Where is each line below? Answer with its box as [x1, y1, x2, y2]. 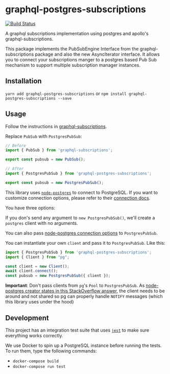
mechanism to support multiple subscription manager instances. [5, 62, 141, 68]
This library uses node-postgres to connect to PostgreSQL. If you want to [5, 189, 158, 195]
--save [58, 96, 72, 101]
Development [5, 313, 50, 322]
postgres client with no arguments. [5, 220, 78, 226]
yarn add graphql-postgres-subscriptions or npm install [5, 90, 127, 97]
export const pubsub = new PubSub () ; [5, 157, 86, 162]
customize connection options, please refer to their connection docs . [5, 195, 151, 201]
